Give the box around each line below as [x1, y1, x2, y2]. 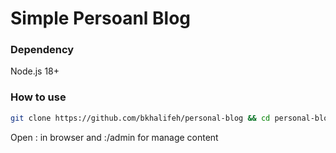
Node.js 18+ [10, 65, 60, 77]
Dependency [10, 43, 75, 57]
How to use [10, 90, 67, 104]
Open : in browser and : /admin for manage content [10, 131, 219, 143]
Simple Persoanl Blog [10, 7, 192, 30]
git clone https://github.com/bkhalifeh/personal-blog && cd [10, 113, 271, 123]
